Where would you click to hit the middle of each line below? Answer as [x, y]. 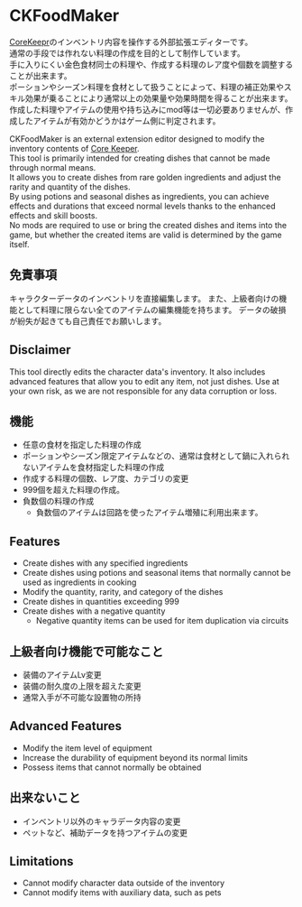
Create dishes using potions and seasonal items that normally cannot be [156, 573]
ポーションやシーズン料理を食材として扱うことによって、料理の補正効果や [146, 87]
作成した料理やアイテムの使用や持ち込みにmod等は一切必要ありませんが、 [147, 109]
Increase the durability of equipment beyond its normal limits [135, 757]
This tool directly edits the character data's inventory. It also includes [137, 372]
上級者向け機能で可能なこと [87, 651]
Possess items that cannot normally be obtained [112, 767]
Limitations [41, 861]
